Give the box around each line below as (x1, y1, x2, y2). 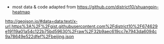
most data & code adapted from (12, 4, 77, 10)
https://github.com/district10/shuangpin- (77, 4, 159, 10)
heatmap (12, 9, 30, 15)
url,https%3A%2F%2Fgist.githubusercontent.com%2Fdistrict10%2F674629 (5, 23, 158, 29)
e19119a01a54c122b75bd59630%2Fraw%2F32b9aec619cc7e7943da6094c (5, 29, 157, 34)
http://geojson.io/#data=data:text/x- (5, 19, 78, 24)
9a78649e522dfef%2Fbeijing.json (5, 33, 74, 39)
